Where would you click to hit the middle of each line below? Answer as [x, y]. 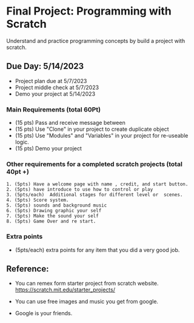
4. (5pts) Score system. [38, 200]
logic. [22, 142]
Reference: [28, 269]
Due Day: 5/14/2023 [45, 66]
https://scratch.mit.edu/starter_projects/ [65, 290]
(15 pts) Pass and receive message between [70, 123]
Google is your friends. [44, 313]
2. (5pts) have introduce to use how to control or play [80, 190]
